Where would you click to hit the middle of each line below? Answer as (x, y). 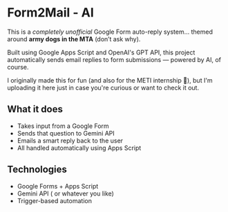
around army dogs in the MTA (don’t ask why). (74, 39)
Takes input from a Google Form (63, 126)
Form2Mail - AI (51, 13)
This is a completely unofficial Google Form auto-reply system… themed (110, 32)
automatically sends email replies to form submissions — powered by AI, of (114, 59)
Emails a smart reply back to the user (70, 140)
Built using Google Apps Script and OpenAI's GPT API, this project (101, 52)
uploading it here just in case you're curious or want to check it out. (103, 87)
